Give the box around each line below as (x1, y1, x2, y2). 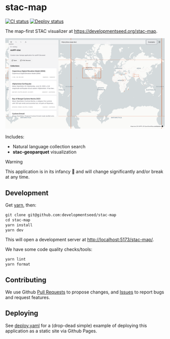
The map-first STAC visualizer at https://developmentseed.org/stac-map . (5, 28, 158, 34)
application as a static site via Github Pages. (5, 328, 97, 334)
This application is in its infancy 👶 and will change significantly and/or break (5, 168, 163, 175)
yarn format (5, 262, 30, 267)
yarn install (5, 223, 33, 228)
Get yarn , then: (5, 202, 36, 208)
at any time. (5, 174, 30, 180)
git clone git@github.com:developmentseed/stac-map (5, 213, 116, 218)
